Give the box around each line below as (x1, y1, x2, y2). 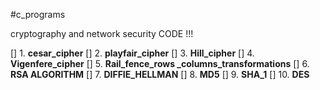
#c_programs (10, 9, 66, 20)
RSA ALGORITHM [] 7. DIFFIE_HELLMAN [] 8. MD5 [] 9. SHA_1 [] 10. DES (10, 69, 310, 80)
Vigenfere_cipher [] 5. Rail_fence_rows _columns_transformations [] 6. (10, 58, 310, 69)
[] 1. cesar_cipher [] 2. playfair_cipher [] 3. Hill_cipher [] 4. (10, 47, 255, 59)
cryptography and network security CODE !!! (10, 28, 194, 39)
